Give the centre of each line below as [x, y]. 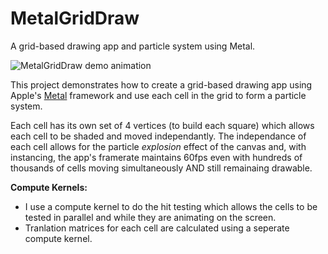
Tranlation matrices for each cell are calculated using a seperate [157, 228]
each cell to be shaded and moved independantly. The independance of [158, 136]
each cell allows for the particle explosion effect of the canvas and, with [158, 146]
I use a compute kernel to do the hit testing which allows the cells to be [171, 206]
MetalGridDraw [75, 18]
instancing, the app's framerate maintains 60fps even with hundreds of [156, 157]
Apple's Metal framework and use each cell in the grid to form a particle [158, 95]
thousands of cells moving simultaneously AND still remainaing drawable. [161, 168]
